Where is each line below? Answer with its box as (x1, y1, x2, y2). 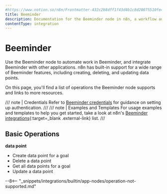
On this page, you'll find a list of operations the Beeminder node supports (5, 85, 156, 91)
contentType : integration (5, 21, 59, 26)
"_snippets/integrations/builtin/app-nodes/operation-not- (19, 178, 136, 184)
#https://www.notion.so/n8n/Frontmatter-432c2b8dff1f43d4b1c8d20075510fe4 (5, 7, 164, 12)
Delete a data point (12, 158, 52, 164)
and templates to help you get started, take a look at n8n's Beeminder (5, 110, 148, 116)
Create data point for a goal (12, 153, 69, 158)
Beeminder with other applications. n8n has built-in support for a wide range (5, 64, 162, 70)
